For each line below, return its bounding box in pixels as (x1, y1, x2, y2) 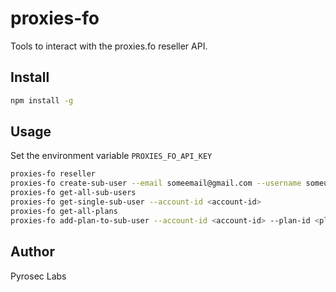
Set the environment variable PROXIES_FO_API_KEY (10, 150, 213, 162)
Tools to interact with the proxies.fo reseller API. (10, 40, 208, 52)
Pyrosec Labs (10, 270, 67, 282)
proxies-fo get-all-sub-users (10, 188, 137, 198)
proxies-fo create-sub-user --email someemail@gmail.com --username (10, 178, 302, 189)
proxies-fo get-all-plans (10, 206, 118, 216)
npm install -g (10, 95, 74, 106)
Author (10, 243, 55, 261)
